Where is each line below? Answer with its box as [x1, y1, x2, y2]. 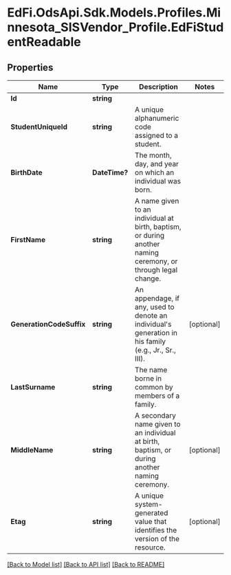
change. [135, 274, 162, 283]
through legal [135, 265, 177, 274]
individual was [135, 176, 181, 185]
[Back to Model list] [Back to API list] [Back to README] [7, 561, 165, 568]
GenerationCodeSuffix [10, 319, 86, 329]
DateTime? [92, 168, 129, 177]
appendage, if [135, 294, 180, 303]
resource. [135, 543, 166, 552]
